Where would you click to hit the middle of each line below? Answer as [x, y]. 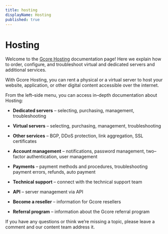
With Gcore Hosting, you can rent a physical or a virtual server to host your [84, 80]
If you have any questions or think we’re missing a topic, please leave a [80, 222]
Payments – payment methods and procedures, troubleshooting [80, 166]
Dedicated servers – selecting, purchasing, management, [73, 111]
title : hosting [21, 10]
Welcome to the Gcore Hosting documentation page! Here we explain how [83, 59]
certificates [25, 141]
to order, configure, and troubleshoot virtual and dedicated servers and [80, 65]
